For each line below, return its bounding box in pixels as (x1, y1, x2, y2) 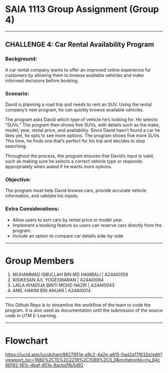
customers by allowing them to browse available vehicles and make (5, 72, 144, 78)
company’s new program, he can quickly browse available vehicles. (5, 106, 144, 112)
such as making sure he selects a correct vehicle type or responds (5, 158, 142, 164)
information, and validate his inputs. (5, 193, 79, 199)
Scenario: (5, 90, 29, 97)
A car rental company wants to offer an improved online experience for (5, 67, 151, 73)
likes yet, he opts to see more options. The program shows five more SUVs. (5, 132, 161, 139)
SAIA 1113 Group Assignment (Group (5, 4, 159, 15)
